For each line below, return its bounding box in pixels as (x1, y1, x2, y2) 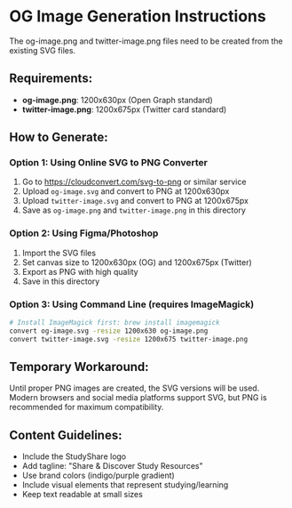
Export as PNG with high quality (21, 266, 139, 277)
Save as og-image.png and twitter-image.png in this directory (21, 205, 247, 215)
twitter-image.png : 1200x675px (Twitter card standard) (21, 104, 227, 115)
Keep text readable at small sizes (21, 489, 144, 500)
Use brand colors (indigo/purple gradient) (21, 470, 175, 481)
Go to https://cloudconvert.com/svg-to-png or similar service (21, 176, 247, 188)
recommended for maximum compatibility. (9, 402, 164, 413)
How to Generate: (9, 130, 108, 145)
